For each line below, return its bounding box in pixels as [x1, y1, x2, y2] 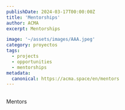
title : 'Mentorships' [6, 14, 61, 20]
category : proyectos [6, 42, 58, 48]
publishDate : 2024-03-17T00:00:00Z [6, 8, 96, 15]
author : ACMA [6, 20, 39, 26]
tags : [6, 47, 20, 54]
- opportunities [11, 58, 52, 65]
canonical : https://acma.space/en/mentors [11, 76, 120, 82]
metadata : [6, 70, 31, 76]
